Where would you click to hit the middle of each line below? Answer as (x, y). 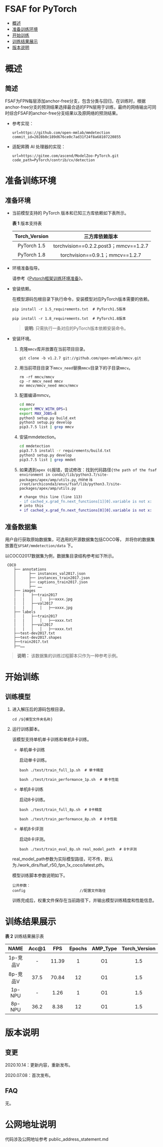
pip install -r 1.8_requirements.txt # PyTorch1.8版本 (69, 318)
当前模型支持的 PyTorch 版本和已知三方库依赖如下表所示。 (70, 213)
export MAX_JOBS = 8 (38, 413)
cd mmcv (27, 404)
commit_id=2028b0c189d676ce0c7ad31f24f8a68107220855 (66, 137)
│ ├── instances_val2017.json (50, 573)
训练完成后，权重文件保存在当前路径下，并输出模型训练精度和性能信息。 (84, 900)
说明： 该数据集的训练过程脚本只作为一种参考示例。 (68, 656)
